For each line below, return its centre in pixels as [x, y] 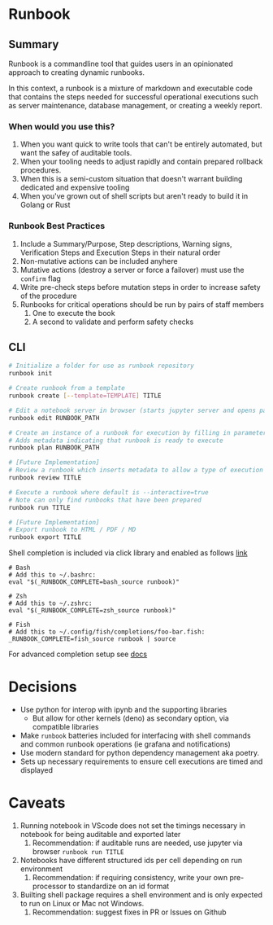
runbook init [30, 374]
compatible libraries [65, 727]
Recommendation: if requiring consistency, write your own [130, 878]
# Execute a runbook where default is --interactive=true [108, 492]
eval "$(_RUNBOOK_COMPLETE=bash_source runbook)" [94, 582]
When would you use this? [62, 126]
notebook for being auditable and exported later [100, 835]
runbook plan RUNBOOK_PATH [54, 448]
